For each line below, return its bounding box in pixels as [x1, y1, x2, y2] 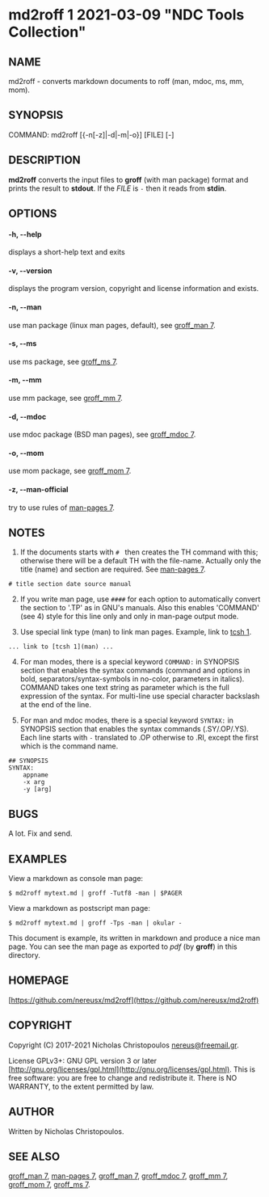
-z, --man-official [8, 485, 69, 495]
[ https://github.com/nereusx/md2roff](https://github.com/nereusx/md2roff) [8, 995, 259, 1005]
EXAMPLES [8, 852, 67, 866]
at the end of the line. [19, 700, 91, 710]
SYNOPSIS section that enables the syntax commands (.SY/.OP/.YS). [19, 724, 249, 734]
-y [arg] [23, 786, 53, 794]
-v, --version [8, 265, 53, 276]
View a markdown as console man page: [8, 874, 144, 883]
